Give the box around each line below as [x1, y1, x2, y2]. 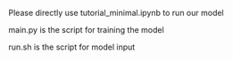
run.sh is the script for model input [8, 42, 136, 52]
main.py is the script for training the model [8, 25, 164, 34]
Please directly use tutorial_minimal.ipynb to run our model [8, 8, 224, 18]
